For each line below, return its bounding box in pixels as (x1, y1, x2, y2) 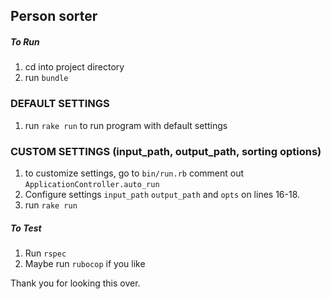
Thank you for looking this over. (10, 277, 141, 289)
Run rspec (24, 247, 67, 259)
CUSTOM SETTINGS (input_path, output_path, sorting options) (10, 144, 322, 158)
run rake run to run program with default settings (24, 119, 228, 131)
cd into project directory (24, 61, 125, 73)
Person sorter (10, 8, 98, 25)
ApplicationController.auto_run (24, 179, 160, 189)
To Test (10, 222, 42, 234)
